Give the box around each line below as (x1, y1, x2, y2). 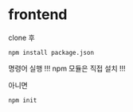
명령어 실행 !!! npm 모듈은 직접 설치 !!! (8, 64, 126, 73)
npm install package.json (8, 48, 94, 56)
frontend (8, 6, 68, 24)
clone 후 (8, 33, 36, 42)
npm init (8, 96, 37, 104)
